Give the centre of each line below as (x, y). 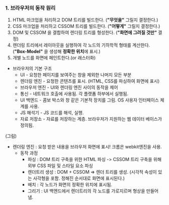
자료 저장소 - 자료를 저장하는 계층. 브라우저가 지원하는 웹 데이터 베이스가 (91, 119)
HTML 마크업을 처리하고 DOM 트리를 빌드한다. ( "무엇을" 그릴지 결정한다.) (85, 20)
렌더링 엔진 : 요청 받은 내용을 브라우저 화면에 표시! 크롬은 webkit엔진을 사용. (87, 147)
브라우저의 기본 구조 (32, 69)
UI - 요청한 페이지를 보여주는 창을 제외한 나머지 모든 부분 (76, 75)
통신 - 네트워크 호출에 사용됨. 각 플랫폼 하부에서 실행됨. (74, 94)
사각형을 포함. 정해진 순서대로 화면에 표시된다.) (79, 178)
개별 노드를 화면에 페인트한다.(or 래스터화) (54, 58)
